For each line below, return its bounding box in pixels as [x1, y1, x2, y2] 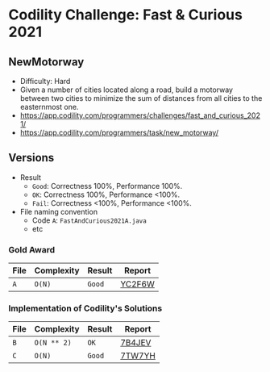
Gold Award [8, 244, 55, 255]
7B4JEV [120, 337, 152, 349]
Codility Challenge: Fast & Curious [8, 6, 243, 24]
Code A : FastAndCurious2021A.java [31, 215, 147, 225]
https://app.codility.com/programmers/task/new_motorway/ [19, 127, 219, 137]
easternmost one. [19, 102, 79, 111]
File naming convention [19, 207, 98, 216]
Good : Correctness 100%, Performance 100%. [31, 181, 183, 190]
